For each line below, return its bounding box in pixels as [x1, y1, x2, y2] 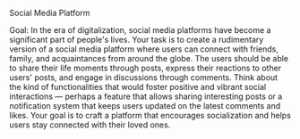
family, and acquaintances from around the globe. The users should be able [9, 53, 289, 63]
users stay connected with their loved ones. [9, 119, 171, 130]
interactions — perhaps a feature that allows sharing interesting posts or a [9, 91, 283, 102]
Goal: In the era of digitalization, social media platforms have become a [9, 25, 271, 35]
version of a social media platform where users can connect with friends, [9, 44, 279, 54]
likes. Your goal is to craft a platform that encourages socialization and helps [9, 110, 291, 120]
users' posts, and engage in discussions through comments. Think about [9, 72, 279, 83]
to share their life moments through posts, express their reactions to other [9, 62, 282, 73]
